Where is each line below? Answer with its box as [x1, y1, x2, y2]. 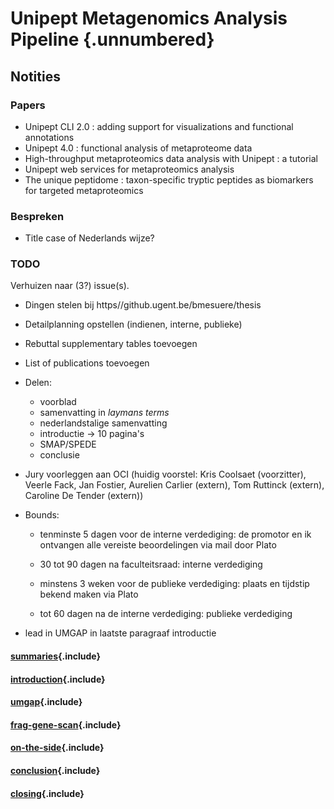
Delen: [24, 377, 52, 389]
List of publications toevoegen [24, 357, 150, 369]
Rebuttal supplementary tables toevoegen [24, 338, 198, 350]
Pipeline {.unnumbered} [10, 28, 215, 51]
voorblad [39, 396, 77, 408]
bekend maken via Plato [39, 588, 139, 601]
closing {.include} [10, 787, 85, 799]
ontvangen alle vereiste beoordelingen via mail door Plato [39, 539, 277, 551]
